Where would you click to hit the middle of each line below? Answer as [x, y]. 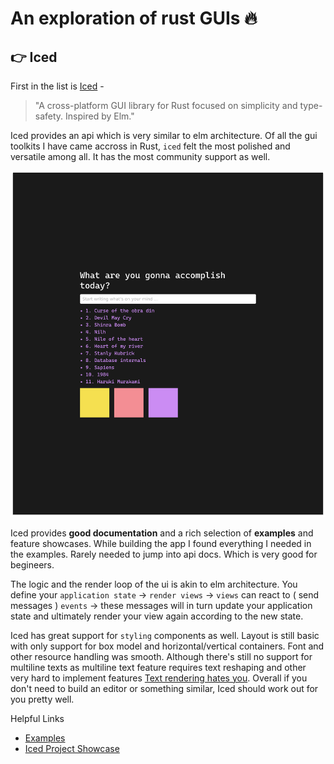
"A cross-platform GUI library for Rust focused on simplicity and [166, 105]
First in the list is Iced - [57, 86]
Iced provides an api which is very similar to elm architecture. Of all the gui [164, 135]
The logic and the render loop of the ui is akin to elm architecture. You [154, 584]
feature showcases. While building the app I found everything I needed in [161, 543]
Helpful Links [37, 718]
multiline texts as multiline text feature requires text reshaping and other [158, 667]
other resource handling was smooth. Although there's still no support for [161, 656]
